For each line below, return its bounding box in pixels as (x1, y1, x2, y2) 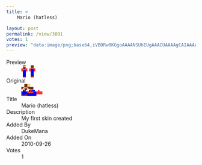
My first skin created (21, 115, 73, 122)
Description (6, 108, 35, 115)
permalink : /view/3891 (6, 31, 63, 37)
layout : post (6, 25, 39, 31)
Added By (6, 121, 31, 128)
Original (6, 77, 26, 84)
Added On (6, 134, 32, 141)
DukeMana (21, 128, 48, 134)
